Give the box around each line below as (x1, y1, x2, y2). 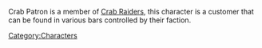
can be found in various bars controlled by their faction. (8, 15, 192, 25)
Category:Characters (8, 31, 77, 40)
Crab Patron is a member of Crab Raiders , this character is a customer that (8, 7, 254, 16)
